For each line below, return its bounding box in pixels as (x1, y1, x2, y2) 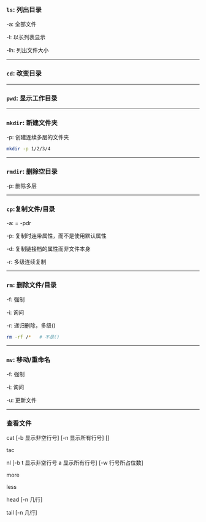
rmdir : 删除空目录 (6, 167, 58, 175)
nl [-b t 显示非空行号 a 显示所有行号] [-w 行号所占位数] (6, 459, 143, 467)
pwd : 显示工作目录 (6, 94, 58, 102)
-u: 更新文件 (6, 397, 37, 404)
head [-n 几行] (6, 496, 43, 504)
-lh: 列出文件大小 (6, 47, 49, 54)
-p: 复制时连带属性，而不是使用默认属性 (6, 232, 107, 239)
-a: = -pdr (6, 219, 32, 226)
